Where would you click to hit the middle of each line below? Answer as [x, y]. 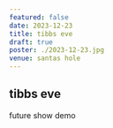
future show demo [43, 115]
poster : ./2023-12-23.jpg [56, 50]
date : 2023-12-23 [41, 26]
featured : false [39, 17]
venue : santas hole [45, 58]
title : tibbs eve [41, 34]
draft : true [31, 42]
